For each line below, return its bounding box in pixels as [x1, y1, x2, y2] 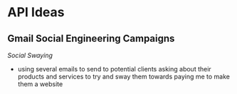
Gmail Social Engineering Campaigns [7, 33, 175, 45]
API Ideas [7, 4, 65, 20]
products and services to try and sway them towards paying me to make [17, 72, 230, 81]
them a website [17, 80, 63, 88]
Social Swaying [7, 51, 53, 59]
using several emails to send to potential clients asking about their [17, 65, 211, 73]
